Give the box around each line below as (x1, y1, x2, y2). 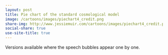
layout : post (5, 7, 32, 12)
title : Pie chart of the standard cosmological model (5, 12, 120, 17)
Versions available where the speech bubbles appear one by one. (5, 44, 140, 50)
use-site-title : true (5, 30, 50, 35)
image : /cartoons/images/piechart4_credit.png (5, 16, 104, 21)
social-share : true (5, 26, 46, 31)
